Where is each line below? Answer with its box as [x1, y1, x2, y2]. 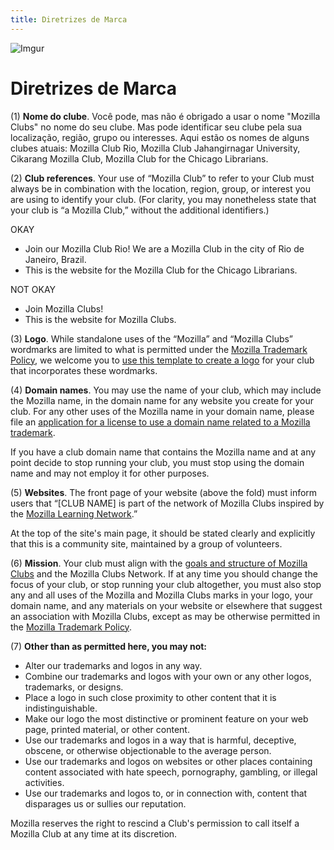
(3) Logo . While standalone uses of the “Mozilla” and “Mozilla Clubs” [10, 332, 294, 345]
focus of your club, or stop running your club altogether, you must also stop [10, 578, 322, 590]
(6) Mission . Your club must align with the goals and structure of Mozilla [10, 557, 308, 569]
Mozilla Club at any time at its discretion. [10, 827, 178, 840]
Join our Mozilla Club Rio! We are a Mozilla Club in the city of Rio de [24, 242, 305, 255]
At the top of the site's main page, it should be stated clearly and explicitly [10, 527, 316, 539]
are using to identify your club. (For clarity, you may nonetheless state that [10, 193, 317, 205]
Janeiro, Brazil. [24, 253, 87, 265]
